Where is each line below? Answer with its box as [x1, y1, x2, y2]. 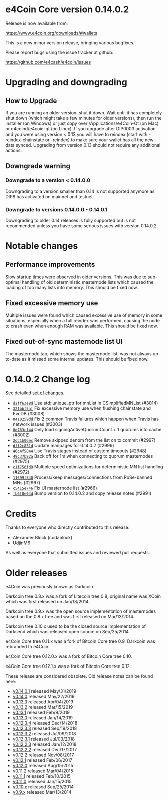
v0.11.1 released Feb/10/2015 [12, 773, 71, 779]
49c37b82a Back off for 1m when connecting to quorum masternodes [12, 453, 153, 459]
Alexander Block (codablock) [12, 535, 73, 541]
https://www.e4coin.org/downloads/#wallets [5, 30, 98, 36]
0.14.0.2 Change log [5, 373, 90, 385]
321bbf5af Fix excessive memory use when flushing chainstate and [12, 405, 151, 411]
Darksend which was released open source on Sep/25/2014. [5, 629, 130, 635]
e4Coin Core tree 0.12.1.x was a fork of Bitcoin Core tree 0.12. [5, 663, 131, 670]
